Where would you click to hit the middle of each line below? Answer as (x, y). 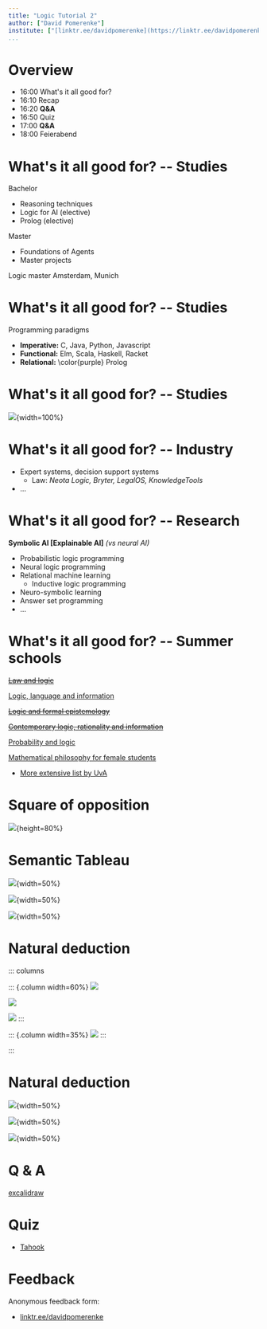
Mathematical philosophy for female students (82, 757)
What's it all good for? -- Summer (121, 641)
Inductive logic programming (79, 584)
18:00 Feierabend (48, 134)
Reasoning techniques (56, 204)
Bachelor (23, 189)
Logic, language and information (61, 696)
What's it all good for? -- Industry (121, 450)
